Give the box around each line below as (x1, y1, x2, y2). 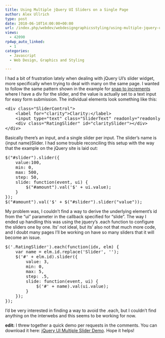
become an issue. (5, 235, 41, 240)
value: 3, (26, 259, 50, 265)
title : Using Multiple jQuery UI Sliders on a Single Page (5, 7, 129, 12)
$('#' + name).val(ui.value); (36, 284, 109, 289)
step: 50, (15, 174, 39, 180)
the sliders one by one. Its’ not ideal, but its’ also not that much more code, (5, 224, 156, 230)
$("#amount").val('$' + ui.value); (26, 184, 111, 190)
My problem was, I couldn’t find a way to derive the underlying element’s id (5, 208, 157, 214)
